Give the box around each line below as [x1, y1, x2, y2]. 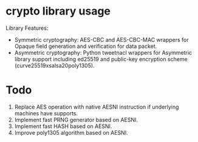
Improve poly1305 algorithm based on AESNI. [14, 129, 128, 136]
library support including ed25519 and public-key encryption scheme [14, 55, 188, 63]
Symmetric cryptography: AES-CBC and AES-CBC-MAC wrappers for [14, 36, 189, 43]
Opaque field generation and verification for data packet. [14, 42, 157, 50]
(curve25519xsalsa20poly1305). [14, 62, 95, 69]
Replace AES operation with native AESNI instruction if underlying [14, 103, 179, 110]
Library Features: [5, 24, 49, 32]
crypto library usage [5, 4, 111, 18]
